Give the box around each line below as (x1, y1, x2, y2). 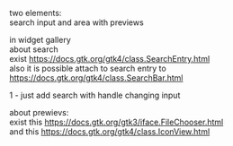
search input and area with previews (9, 17, 144, 28)
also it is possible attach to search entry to (9, 63, 166, 73)
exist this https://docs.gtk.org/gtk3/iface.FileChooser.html (9, 116, 224, 127)
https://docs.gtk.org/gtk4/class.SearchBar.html (9, 73, 184, 83)
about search (9, 44, 58, 55)
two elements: (9, 8, 62, 18)
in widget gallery (9, 35, 72, 45)
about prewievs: (9, 107, 69, 117)
